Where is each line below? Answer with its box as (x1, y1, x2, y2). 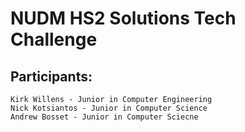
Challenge (10, 28, 98, 51)
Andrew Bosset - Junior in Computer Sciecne (10, 112, 199, 122)
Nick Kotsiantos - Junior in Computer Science (10, 103, 208, 113)
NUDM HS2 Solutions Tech (10, 7, 237, 30)
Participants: (10, 68, 93, 85)
